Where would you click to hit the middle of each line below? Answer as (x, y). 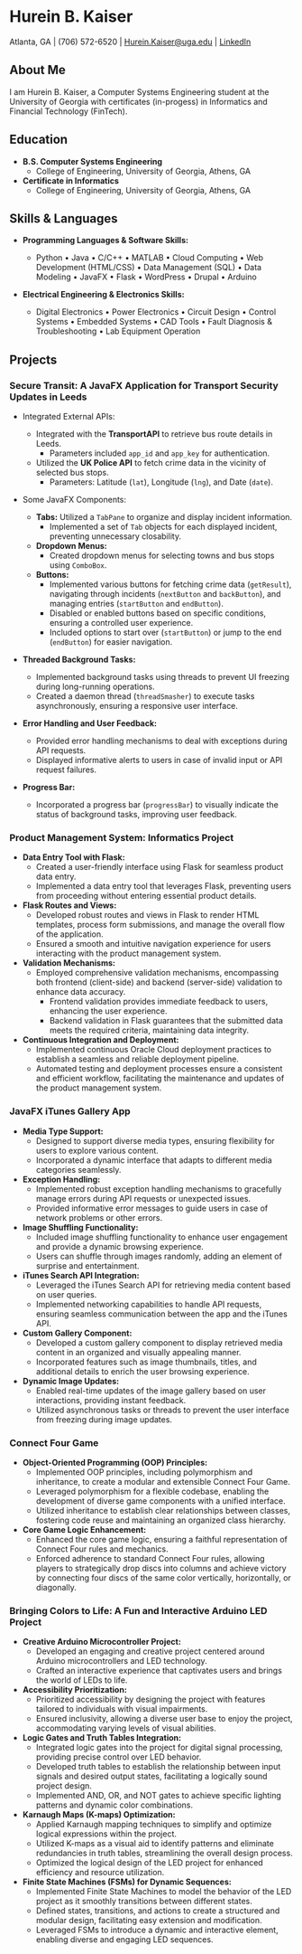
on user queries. (66, 1294)
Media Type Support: (63, 1131)
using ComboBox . (78, 565)
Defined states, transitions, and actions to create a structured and (158, 1911)
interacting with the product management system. (128, 953)
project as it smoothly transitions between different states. (144, 1902)
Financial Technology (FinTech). (69, 111)
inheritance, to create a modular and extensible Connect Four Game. (163, 1481)
